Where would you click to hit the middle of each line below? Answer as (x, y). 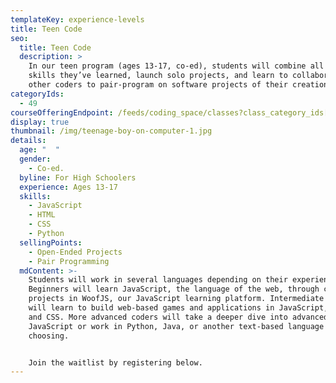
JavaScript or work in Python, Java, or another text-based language (176, 326)
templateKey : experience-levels (77, 19)
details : (28, 141)
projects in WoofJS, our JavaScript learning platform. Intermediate (176, 299)
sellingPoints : (51, 242)
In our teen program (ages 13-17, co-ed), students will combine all (176, 66)
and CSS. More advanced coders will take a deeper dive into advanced (178, 317)
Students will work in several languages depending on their (158, 280)
